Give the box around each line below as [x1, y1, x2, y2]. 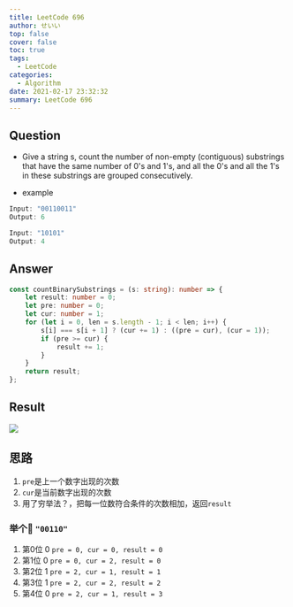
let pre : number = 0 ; [25, 302, 104, 311]
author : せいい [9, 21, 61, 30]
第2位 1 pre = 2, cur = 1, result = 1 [21, 565, 162, 576]
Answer [9, 262, 54, 277]
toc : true [9, 46, 46, 55]
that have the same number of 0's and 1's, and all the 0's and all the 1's [21, 161, 280, 172]
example [21, 188, 54, 198]
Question [9, 127, 61, 142]
